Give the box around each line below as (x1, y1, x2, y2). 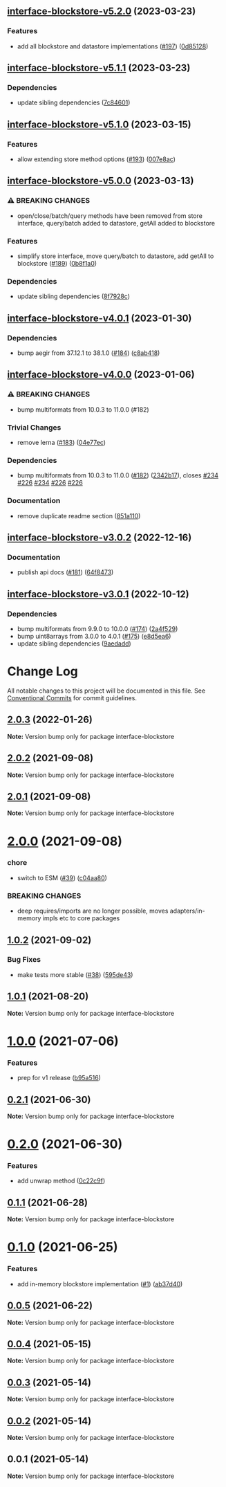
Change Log (7, 664, 78, 679)
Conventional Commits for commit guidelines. (7, 693, 137, 702)
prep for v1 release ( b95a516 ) (17, 1074, 102, 1082)
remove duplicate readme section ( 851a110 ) (17, 511, 141, 520)
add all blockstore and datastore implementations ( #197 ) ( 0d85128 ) (17, 42, 209, 51)
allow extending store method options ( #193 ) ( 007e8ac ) (17, 155, 176, 163)
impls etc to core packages (42, 914, 120, 922)
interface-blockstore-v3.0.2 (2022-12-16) (7, 532, 192, 543)
